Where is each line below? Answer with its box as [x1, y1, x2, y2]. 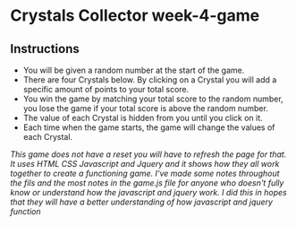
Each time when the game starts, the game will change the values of [22, 122, 275, 133]
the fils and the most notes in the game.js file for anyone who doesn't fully [10, 178, 284, 188]
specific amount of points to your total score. [22, 84, 190, 94]
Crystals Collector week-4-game [10, 5, 260, 26]
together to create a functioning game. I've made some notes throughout [10, 168, 280, 178]
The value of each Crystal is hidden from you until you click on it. [22, 113, 263, 123]
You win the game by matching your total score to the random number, [22, 93, 284, 104]
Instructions [10, 41, 80, 56]
